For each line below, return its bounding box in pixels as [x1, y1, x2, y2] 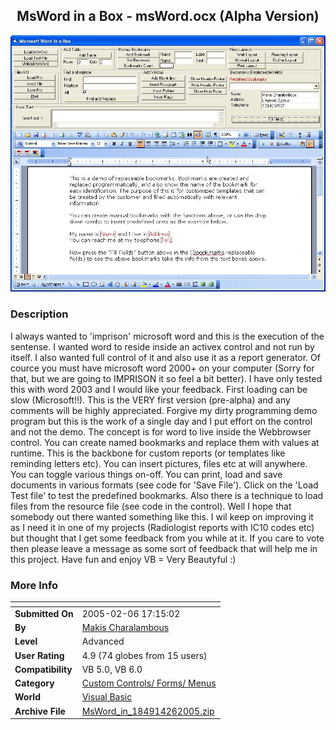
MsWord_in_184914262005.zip [81, 705, 215, 717]
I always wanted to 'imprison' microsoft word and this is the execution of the [10, 330, 325, 342]
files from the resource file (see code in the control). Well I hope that [10, 500, 292, 512]
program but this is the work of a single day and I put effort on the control [10, 415, 313, 427]
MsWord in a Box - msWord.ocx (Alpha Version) [16, 8, 320, 25]
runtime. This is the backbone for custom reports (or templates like [10, 447, 286, 459]
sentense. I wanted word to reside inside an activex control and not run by [10, 340, 315, 353]
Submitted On [14, 607, 74, 619]
